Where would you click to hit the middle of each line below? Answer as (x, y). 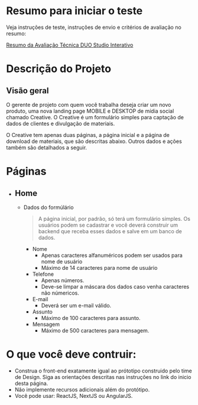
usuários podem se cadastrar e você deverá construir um (108, 225)
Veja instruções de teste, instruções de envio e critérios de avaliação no (94, 27)
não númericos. (60, 293)
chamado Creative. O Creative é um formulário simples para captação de (95, 117)
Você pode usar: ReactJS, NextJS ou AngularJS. (74, 396)
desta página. (31, 383)
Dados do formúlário (48, 207)
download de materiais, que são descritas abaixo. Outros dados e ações (94, 141)
